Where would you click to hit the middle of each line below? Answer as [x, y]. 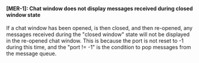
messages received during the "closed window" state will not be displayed [98, 34]
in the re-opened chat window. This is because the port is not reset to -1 [95, 41]
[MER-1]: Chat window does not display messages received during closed [99, 8]
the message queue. [31, 53]
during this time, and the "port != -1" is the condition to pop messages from [99, 47]
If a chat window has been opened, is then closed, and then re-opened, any [99, 28]
